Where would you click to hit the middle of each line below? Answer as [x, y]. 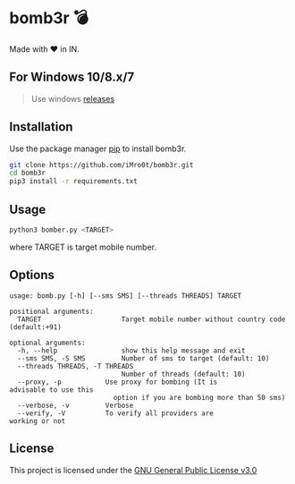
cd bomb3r [28, 173]
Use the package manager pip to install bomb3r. [98, 149]
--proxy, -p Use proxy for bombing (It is [118, 382]
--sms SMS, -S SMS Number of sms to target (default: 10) [143, 358]
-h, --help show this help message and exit [131, 351]
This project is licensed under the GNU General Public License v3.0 [133, 470]
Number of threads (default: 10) [183, 374]
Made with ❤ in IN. [45, 49]
